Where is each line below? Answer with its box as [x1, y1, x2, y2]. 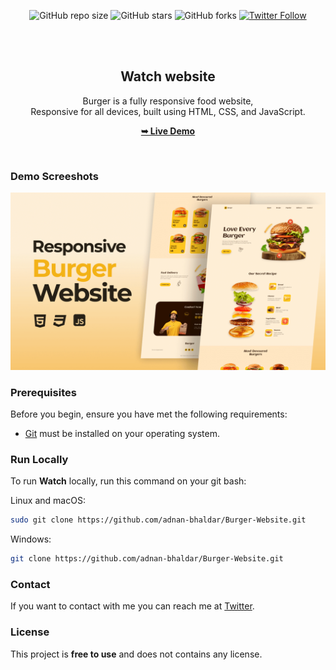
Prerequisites [10, 385, 77, 399]
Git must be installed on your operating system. [24, 427, 220, 439]
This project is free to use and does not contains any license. [10, 648, 263, 660]
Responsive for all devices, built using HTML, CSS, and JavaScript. [30, 105, 306, 117]
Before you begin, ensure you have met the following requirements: [10, 408, 288, 420]
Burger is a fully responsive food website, [82, 95, 254, 107]
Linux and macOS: [10, 495, 86, 507]
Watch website [120, 68, 216, 85]
